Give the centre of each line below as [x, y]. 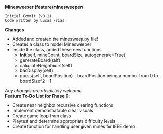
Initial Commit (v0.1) [28, 16]
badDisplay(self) [36, 70]
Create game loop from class [41, 116]
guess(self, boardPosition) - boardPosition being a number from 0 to [89, 76]
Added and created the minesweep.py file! [55, 39]
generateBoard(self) [40, 60]
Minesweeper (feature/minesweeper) [44, 7]
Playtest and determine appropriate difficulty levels [64, 121]
